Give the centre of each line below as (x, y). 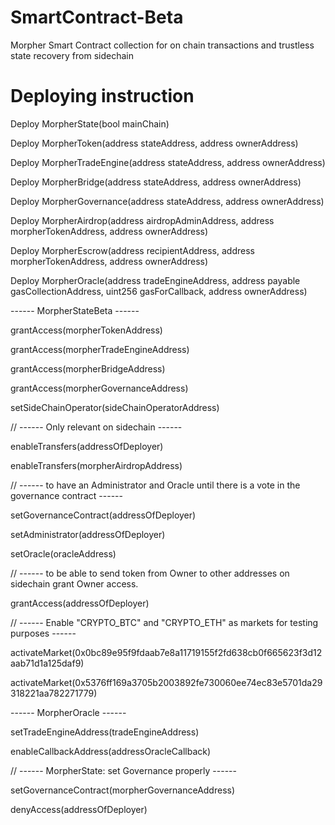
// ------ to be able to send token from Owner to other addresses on (150, 573)
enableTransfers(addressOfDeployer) (87, 446)
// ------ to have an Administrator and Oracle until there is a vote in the (155, 485)
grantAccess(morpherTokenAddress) (86, 330)
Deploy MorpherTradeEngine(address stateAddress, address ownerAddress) (168, 162)
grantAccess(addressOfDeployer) (80, 603)
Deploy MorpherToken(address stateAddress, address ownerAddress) (154, 143)
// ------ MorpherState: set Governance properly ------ (123, 770)
